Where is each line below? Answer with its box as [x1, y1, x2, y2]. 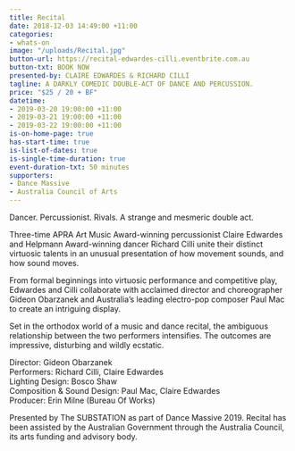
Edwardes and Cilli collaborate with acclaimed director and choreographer [9, 285, 283, 295]
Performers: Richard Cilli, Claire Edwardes [9, 367, 164, 377]
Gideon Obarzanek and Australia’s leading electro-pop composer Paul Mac [9, 294, 285, 305]
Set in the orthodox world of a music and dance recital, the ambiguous [9, 321, 269, 331]
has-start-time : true [9, 138, 90, 146]
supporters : [9, 171, 54, 180]
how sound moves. [9, 258, 80, 268]
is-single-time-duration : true [9, 154, 126, 163]
